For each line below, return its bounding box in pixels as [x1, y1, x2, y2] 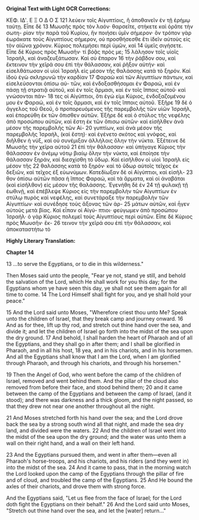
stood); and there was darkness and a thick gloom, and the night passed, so [6, 397, 193, 403]
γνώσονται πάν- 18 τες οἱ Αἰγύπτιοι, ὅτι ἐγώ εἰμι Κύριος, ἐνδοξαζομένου [6, 92, 186, 100]
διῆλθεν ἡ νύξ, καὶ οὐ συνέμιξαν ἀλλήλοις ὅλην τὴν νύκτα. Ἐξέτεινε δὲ [6, 137, 186, 144]
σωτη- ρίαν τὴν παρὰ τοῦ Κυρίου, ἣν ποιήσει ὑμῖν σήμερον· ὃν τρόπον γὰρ [6, 29, 192, 36]
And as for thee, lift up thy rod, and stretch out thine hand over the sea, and [6, 321, 191, 329]
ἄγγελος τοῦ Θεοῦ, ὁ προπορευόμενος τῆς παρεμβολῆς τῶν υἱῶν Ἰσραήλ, [6, 106, 192, 112]
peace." [6, 298, 26, 304]
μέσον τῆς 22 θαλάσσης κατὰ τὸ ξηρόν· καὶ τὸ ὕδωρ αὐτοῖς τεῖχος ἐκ [6, 162, 179, 169]
